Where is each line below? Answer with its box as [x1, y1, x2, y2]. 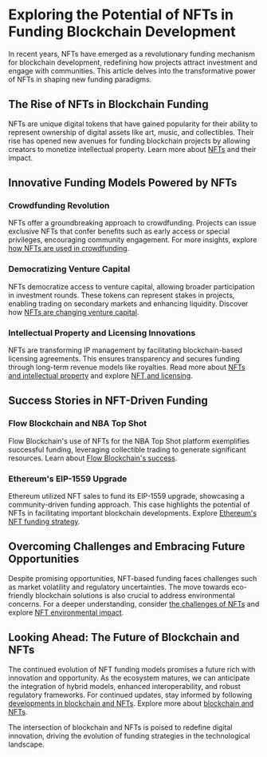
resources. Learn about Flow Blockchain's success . [8, 453, 178, 463]
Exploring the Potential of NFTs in [8, 6, 234, 24]
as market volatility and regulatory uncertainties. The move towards [8, 582, 230, 592]
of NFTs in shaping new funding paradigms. [8, 74, 152, 84]
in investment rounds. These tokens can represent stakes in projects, [8, 290, 235, 300]
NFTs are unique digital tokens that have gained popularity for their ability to [8, 118, 258, 129]
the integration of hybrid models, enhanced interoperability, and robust [8, 681, 241, 691]
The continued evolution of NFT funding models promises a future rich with [8, 664, 256, 674]
